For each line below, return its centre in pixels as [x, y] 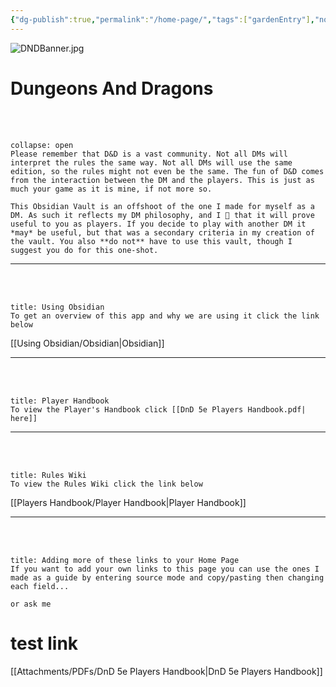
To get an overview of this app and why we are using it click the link [165, 316]
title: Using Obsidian [57, 307]
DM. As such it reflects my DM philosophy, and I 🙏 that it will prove [162, 215]
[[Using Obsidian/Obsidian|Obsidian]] [87, 343]
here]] [24, 418]
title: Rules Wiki [48, 475]
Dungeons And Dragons [112, 88]
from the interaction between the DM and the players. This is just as [162, 180]
